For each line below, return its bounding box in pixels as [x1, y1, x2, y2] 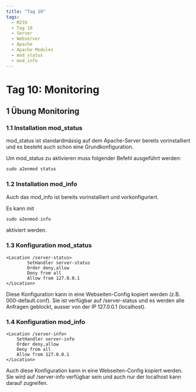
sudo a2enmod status [6, 166, 57, 172]
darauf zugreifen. [6, 380, 48, 387]
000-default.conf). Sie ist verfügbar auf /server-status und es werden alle [6, 297, 185, 304]
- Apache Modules [11, 47, 54, 53]
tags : [6, 14, 19, 20]
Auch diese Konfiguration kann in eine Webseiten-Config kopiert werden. [6, 367, 183, 374]
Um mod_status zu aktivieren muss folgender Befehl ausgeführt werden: [6, 155, 181, 162]
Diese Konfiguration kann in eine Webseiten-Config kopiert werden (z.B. [6, 290, 181, 298]
